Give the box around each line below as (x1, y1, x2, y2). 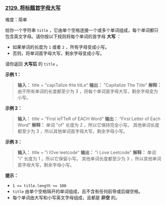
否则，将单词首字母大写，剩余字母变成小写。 (12, 50, 105, 56)
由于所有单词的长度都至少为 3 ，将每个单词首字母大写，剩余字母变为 (17, 88, 159, 94)
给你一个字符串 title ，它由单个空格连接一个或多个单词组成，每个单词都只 (5, 27, 159, 33)
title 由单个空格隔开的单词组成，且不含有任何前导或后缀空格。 (12, 189, 143, 195)
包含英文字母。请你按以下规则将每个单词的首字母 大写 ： (5, 33, 121, 39)
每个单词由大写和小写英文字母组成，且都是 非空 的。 (12, 195, 120, 201)
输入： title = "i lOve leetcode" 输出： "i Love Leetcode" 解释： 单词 (17, 150, 156, 156)
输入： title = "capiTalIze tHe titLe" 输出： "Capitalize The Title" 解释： (17, 82, 162, 88)
